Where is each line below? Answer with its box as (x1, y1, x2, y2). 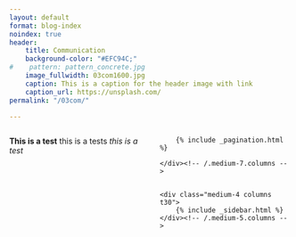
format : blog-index (9, 21, 82, 30)
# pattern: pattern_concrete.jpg (9, 63, 145, 72)
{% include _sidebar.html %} (175, 206, 284, 215)
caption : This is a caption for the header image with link (25, 79, 253, 88)
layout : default (9, 12, 70, 22)
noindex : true (9, 29, 62, 38)
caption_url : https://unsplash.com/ (25, 87, 162, 96)
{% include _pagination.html (175, 135, 284, 145)
